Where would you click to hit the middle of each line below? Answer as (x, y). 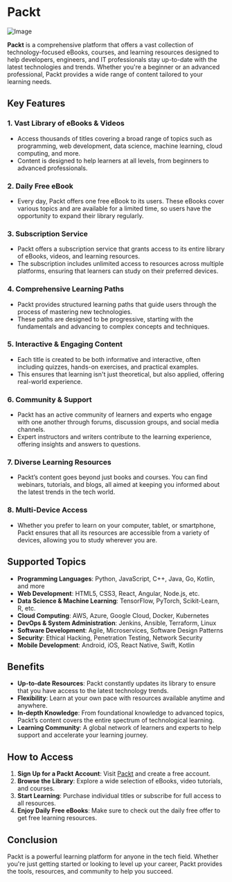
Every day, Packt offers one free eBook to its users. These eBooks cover (121, 201)
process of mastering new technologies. (75, 311)
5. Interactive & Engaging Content (65, 344)
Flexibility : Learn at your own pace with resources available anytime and (121, 698)
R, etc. (26, 608)
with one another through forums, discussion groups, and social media (118, 422)
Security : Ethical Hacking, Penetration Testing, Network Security (110, 638)
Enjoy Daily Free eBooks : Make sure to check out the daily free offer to (118, 810)
